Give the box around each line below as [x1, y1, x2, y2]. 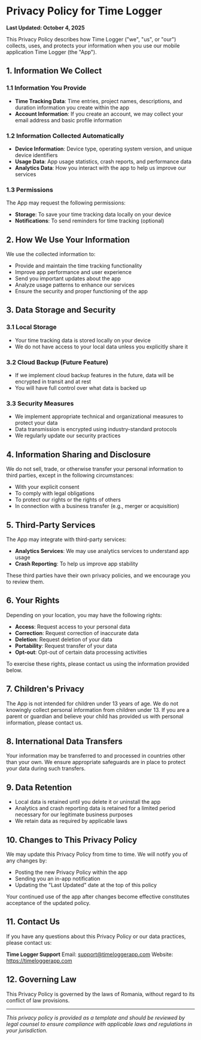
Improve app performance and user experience [14, 269, 132, 276]
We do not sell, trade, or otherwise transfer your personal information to [6, 465, 184, 473]
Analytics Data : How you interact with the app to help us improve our [14, 164, 187, 172]
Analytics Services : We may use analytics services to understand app [14, 547, 190, 554]
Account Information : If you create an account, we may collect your [14, 110, 184, 118]
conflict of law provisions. [6, 997, 70, 1004]
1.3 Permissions [6, 185, 54, 194]
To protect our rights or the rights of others [14, 496, 121, 503]
